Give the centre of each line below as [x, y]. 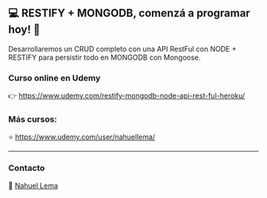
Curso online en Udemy [54, 78]
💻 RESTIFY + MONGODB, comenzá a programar [129, 13]
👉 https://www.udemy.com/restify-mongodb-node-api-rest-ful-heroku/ [127, 96]
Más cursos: [33, 119]
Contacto [27, 168]
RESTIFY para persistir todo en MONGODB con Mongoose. [104, 57]
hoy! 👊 [25, 30]
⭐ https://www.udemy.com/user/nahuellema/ [82, 137]
